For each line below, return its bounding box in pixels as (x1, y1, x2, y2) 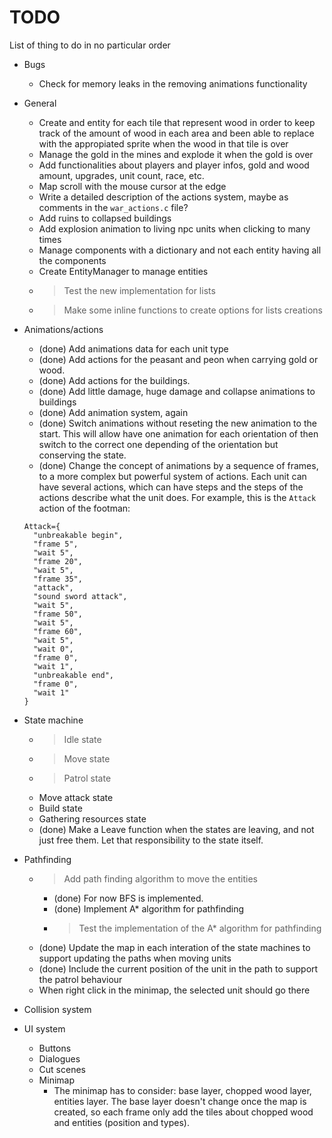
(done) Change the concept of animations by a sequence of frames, (38, 459, 319, 471)
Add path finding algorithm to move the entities (63, 872, 258, 885)
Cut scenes (38, 1063, 86, 1075)
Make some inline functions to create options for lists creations (63, 304, 324, 316)
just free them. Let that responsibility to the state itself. (38, 834, 264, 846)
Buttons (38, 1042, 72, 1054)
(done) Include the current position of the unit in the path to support (38, 962, 319, 975)
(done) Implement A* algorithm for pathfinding (53, 902, 245, 915)
